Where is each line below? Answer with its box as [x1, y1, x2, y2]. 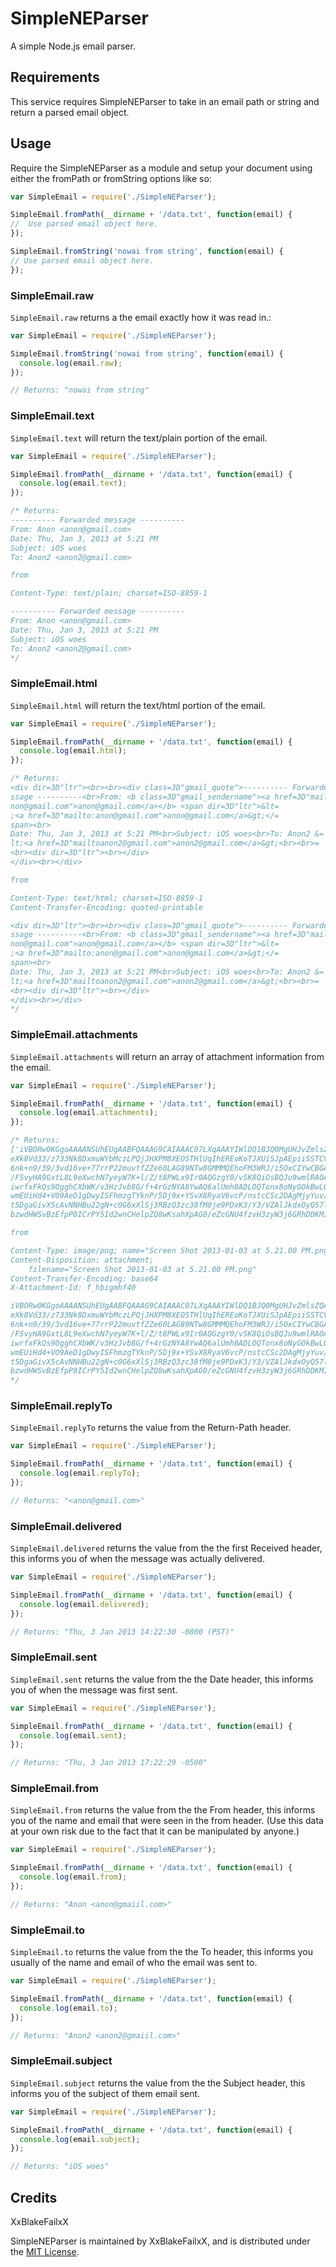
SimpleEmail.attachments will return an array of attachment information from [10, 1050, 325, 1062]
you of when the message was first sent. [10, 1683, 178, 1696]
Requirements [10, 69, 100, 86]
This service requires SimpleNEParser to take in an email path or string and [10, 95, 320, 107]
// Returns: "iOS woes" [10, 2162, 110, 2172]
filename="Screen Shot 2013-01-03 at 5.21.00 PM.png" [28, 1264, 257, 1274]
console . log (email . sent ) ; [19, 1730, 128, 1741]
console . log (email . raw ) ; [19, 358, 123, 368]
